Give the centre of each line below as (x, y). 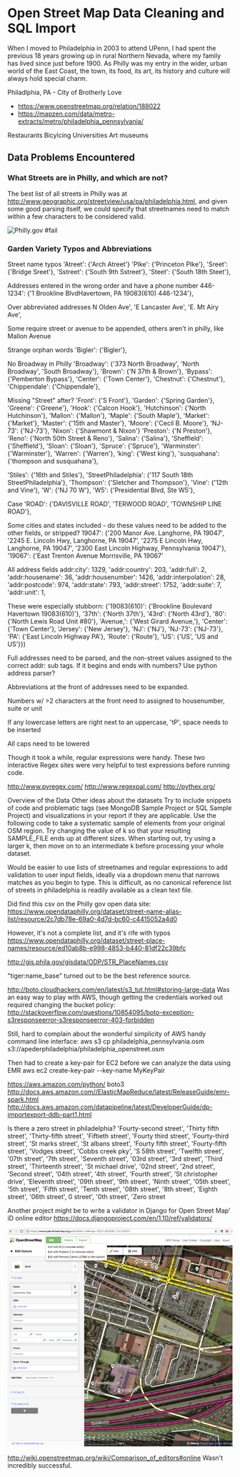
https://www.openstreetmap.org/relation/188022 (89, 106)
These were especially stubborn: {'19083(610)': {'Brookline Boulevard (110, 606)
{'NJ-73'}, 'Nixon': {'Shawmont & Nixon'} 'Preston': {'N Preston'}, (116, 431)
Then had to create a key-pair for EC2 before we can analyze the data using (119, 1063)
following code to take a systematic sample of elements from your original (116, 823)
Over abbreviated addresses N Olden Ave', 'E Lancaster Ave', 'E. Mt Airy (113, 307)
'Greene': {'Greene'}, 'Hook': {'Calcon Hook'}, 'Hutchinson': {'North (107, 408)
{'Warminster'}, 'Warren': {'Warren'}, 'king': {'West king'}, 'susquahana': (114, 453)
